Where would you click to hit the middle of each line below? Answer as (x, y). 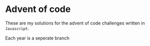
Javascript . (17, 28)
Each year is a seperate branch (37, 38)
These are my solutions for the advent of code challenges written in (75, 23)
